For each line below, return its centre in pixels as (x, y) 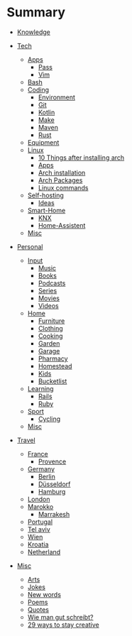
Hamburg (52, 491)
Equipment (43, 142)
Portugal (40, 522)
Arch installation (62, 172)
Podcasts (52, 283)
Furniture (51, 321)
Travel (26, 440)
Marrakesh (54, 514)
